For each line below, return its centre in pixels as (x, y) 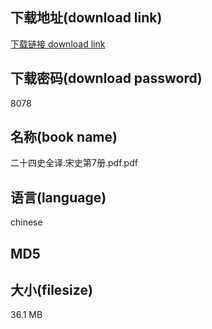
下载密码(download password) (106, 78)
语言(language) (58, 197)
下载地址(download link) (86, 18)
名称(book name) (64, 137)
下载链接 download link (58, 44)
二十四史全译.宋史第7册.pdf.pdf (74, 163)
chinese (26, 222)
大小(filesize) (51, 290)
